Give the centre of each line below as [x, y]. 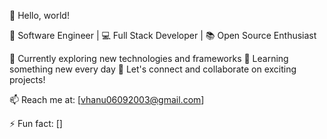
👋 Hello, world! [39, 15]
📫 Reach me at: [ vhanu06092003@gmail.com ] [107, 99]
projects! [27, 79]
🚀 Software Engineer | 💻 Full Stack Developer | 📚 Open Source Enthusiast [163, 35]
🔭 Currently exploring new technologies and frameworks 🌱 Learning [149, 58]
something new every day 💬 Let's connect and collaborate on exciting [153, 69]
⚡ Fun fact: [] [36, 123]
